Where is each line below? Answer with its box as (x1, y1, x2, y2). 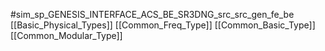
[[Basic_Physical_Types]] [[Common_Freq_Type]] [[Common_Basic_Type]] (10, 19, 316, 31)
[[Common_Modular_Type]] (10, 30, 123, 41)
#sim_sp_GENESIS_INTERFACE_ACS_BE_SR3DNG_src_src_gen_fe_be (10, 9, 295, 20)
